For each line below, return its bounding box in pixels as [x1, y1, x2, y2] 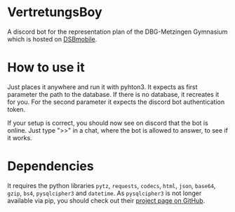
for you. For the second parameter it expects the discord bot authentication [7, 98, 225, 106]
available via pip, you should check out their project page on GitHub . [7, 196, 206, 204]
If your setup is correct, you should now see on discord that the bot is [7, 119, 208, 127]
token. [7, 105, 26, 113]
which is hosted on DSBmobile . [7, 34, 98, 43]
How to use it [7, 60, 86, 76]
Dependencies [7, 159, 94, 174]
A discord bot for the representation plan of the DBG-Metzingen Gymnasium [7, 27, 228, 36]
